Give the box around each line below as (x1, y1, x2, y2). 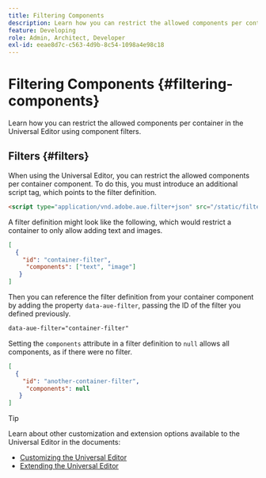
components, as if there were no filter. (8, 346, 133, 357)
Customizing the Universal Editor (19, 453, 127, 462)
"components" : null (25, 384, 90, 392)
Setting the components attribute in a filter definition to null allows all (8, 338, 230, 348)
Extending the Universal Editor (19, 461, 119, 471)
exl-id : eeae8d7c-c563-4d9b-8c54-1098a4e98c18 (8, 41, 165, 49)
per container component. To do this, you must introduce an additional (8, 179, 238, 189)
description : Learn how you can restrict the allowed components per (8, 19, 243, 27)
